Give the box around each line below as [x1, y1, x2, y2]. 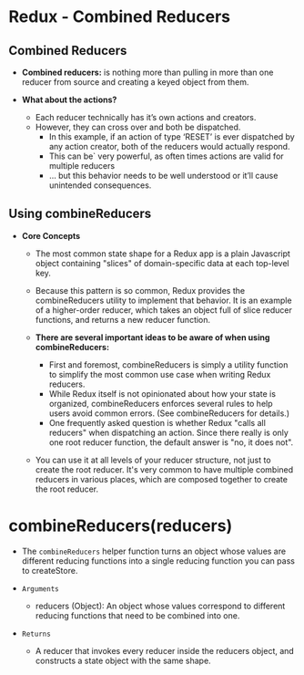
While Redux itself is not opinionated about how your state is [48, 388, 277, 399]
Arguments [21, 584, 60, 594]
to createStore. [21, 565, 78, 576]
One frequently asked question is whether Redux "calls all [48, 417, 266, 428]
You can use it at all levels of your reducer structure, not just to [35, 454, 271, 465]
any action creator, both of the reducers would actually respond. [48, 141, 290, 151]
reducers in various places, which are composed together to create [35, 473, 289, 484]
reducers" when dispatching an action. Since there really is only [48, 427, 289, 438]
